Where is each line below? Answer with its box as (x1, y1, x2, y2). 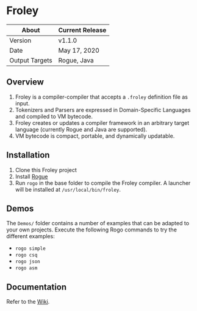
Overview (6, 77, 45, 88)
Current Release (58, 26, 107, 34)
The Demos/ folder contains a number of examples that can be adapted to (6, 220, 190, 227)
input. (15, 99, 30, 107)
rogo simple (15, 245, 46, 252)
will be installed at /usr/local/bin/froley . (15, 185, 121, 193)
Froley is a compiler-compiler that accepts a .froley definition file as (15, 93, 188, 100)
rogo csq (15, 252, 38, 258)
